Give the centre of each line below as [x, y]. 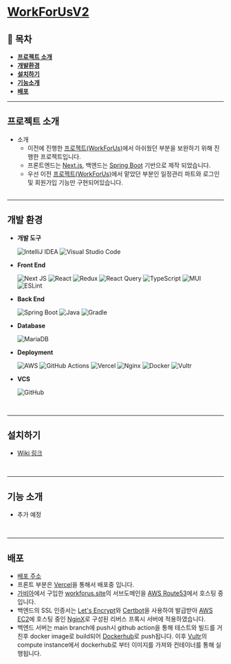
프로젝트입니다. [60, 156]
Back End [31, 299]
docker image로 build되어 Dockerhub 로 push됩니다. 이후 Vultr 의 [119, 636]
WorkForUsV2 [48, 12]
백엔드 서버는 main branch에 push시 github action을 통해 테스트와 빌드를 [116, 628]
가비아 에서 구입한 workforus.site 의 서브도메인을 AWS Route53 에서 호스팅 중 [120, 593]
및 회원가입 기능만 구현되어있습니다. [75, 182]
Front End [31, 265]
